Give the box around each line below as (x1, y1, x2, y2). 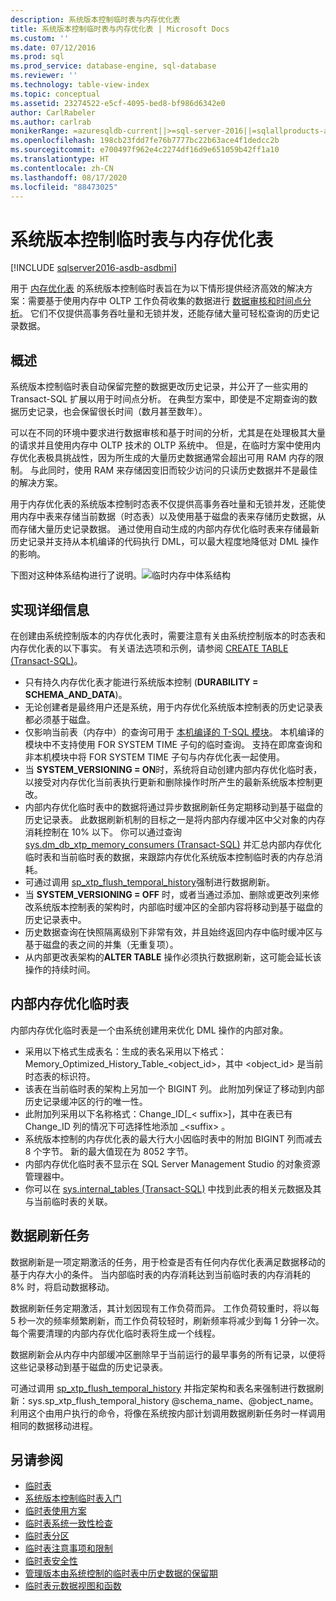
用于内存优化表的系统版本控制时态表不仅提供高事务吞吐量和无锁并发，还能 (10, 498, 317, 510)
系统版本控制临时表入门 (24, 1492, 122, 1505)
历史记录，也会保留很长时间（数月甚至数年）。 (18, 406, 208, 418)
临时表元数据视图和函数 (24, 1580, 122, 1592)
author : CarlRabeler (10, 107, 97, 118)
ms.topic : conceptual (10, 89, 101, 99)
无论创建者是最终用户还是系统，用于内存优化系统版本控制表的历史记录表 (24, 701, 323, 713)
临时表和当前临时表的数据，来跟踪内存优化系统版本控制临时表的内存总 (24, 851, 315, 863)
